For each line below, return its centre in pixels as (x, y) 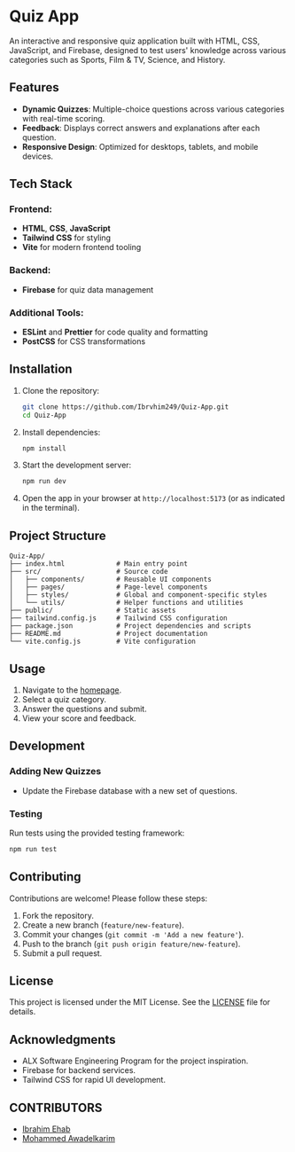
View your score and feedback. (79, 718)
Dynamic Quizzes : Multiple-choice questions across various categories (153, 109)
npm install (44, 448)
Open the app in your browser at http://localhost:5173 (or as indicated (153, 498)
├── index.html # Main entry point (99, 564)
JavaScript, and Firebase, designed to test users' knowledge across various (147, 50)
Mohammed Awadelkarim (68, 1139)
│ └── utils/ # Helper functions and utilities (126, 603)
